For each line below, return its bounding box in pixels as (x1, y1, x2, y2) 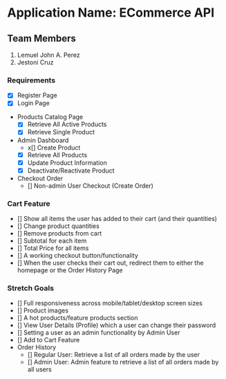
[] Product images (17, 306, 69, 315)
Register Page (17, 91, 57, 100)
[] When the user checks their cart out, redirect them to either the (17, 258, 204, 267)
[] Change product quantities (17, 222, 100, 230)
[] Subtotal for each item (17, 237, 87, 245)
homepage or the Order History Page (17, 266, 123, 274)
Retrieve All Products (27, 150, 88, 159)
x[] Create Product (27, 143, 81, 152)
